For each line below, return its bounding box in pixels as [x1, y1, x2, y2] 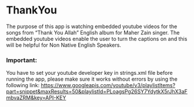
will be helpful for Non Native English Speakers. [6, 42, 122, 49]
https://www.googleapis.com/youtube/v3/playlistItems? [41, 82, 176, 89]
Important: [6, 56, 38, 64]
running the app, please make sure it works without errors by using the [6, 75, 178, 82]
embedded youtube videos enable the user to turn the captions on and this [6, 35, 188, 42]
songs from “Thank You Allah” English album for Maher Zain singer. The [6, 29, 180, 36]
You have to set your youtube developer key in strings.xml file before [6, 70, 173, 77]
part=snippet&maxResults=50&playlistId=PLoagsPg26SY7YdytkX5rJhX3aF [6, 88, 188, 95]
